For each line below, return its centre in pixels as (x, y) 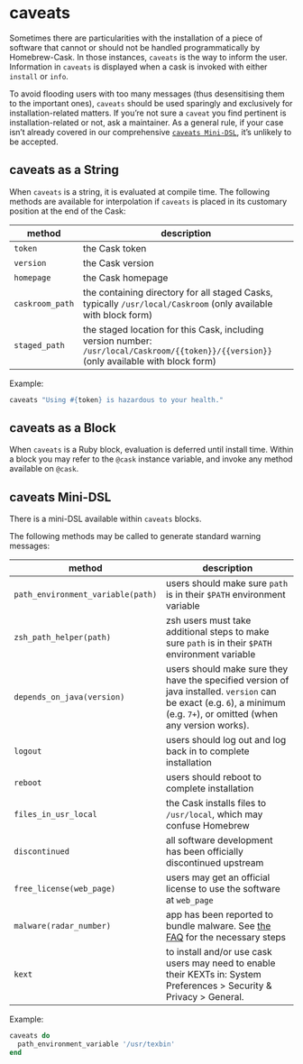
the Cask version (119, 262)
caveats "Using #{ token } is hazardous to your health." (116, 399)
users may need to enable (220, 963)
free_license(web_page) (65, 889)
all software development (219, 840)
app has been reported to (219, 915)
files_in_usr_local (55, 815)
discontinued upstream (215, 863)
